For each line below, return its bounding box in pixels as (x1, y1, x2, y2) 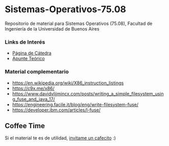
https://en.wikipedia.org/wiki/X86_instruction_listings (12, 80, 124, 86)
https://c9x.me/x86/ (12, 85, 55, 91)
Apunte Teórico (12, 55, 45, 62)
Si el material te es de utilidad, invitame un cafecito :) (5, 135, 116, 141)
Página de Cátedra (12, 50, 52, 56)
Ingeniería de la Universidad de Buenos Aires (5, 25, 100, 32)
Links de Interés (5, 38, 45, 45)
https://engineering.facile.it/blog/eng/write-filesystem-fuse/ (12, 101, 139, 107)
